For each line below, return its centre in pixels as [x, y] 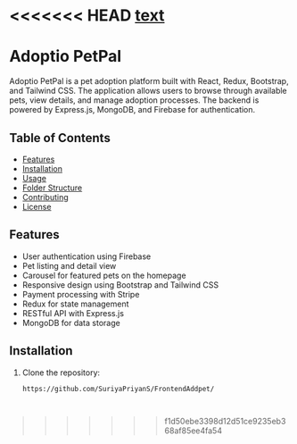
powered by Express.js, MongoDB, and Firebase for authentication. [132, 110]
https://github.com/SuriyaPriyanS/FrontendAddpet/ [118, 389]
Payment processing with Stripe [81, 294]
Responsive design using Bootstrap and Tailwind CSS [120, 285]
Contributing [45, 197]
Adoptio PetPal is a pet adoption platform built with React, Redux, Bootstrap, [149, 81]
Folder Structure [52, 188]
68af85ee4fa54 [194, 431]
